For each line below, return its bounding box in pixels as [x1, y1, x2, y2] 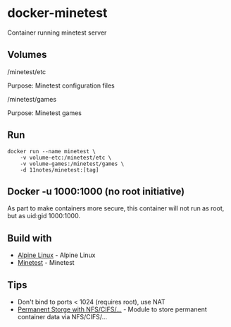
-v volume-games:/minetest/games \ [20, 160, 125, 167]
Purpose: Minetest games [7, 108, 82, 117]
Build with [7, 232, 52, 244]
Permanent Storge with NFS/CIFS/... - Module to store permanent [17, 305, 207, 314]
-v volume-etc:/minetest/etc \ [20, 154, 112, 161]
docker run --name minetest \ [7, 148, 96, 155]
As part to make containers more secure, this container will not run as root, [7, 204, 225, 213]
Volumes [7, 49, 47, 61]
